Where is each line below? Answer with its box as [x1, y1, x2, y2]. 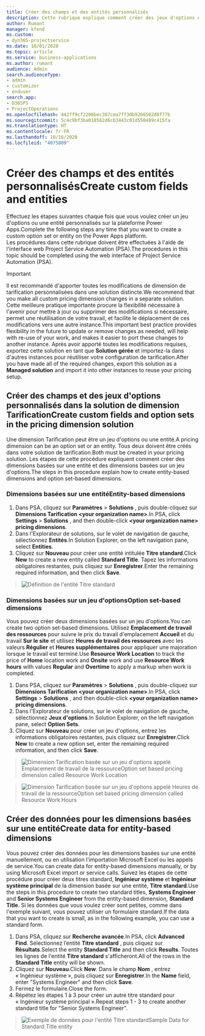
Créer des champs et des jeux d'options [6, 391, 161, 401]
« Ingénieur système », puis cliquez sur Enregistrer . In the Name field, [15, 972, 191, 979]
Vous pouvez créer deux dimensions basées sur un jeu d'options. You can [6, 618, 191, 625]
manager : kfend [6, 26, 45, 32]
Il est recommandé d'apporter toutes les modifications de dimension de [6, 282, 186, 289]
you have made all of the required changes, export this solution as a [6, 359, 177, 367]
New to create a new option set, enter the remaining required [15, 740, 169, 748]
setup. [6, 373, 23, 380]
